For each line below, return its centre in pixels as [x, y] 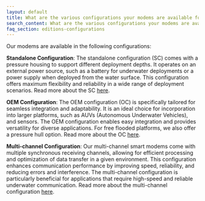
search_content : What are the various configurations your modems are [98, 23]
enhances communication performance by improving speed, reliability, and [100, 166]
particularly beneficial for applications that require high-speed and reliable [100, 179]
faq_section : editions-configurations [56, 29]
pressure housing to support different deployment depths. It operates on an [101, 65]
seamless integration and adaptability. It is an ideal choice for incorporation [101, 109]
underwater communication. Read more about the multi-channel [87, 185]
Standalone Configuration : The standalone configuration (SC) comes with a [102, 58]
